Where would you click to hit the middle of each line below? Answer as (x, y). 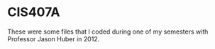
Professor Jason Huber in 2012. (54, 38)
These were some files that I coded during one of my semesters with (108, 31)
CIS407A (34, 12)
